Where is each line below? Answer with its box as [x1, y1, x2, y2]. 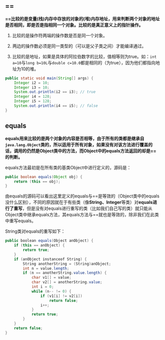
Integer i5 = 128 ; [14, 99, 52, 104]
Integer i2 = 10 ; [14, 80, 50, 85]
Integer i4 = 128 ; [14, 94, 52, 99]
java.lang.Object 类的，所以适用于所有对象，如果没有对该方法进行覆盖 [5, 142, 149, 147]
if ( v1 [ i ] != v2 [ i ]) [40, 293, 83, 298]
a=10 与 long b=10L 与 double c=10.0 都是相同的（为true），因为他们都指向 [12, 59, 156, 65]
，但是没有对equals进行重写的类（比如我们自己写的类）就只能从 [22, 205, 153, 211]
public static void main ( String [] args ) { [5, 76, 94, 81]
